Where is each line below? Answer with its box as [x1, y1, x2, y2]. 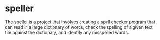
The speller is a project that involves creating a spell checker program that [5, 19, 156, 25]
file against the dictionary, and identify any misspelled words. [5, 29, 129, 35]
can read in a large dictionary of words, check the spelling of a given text [5, 24, 153, 30]
